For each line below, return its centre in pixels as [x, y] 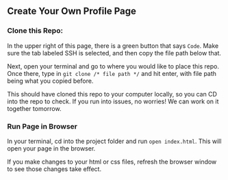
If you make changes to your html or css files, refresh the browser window [112, 162]
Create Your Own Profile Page [72, 11]
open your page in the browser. [51, 148]
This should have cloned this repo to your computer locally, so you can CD [112, 94]
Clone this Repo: [35, 31]
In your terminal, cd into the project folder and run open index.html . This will [114, 141]
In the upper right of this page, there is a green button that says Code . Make [113, 46]
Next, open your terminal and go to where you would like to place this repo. [113, 66]
